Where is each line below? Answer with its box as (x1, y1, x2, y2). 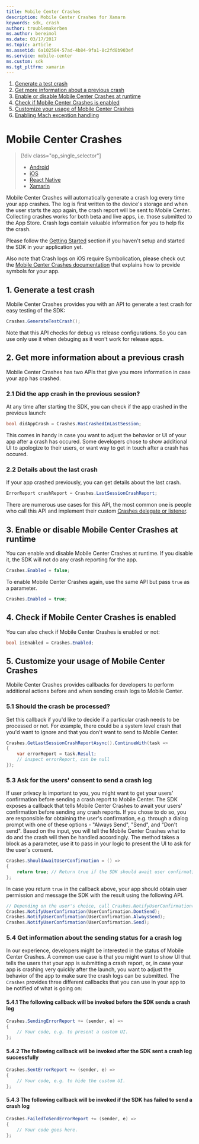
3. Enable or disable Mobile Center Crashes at (6, 524, 178, 535)
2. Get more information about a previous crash (6, 353, 185, 363)
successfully (6, 1054, 39, 1061)
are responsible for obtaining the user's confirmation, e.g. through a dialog (6, 815, 188, 822)
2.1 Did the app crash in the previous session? (6, 390, 140, 398)
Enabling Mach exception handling (14, 112, 99, 119)
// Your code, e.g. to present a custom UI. (17, 1029, 129, 1035)
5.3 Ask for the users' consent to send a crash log (6, 776, 152, 784)
